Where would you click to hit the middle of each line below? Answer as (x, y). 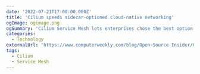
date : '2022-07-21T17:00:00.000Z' (49, 12)
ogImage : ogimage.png (33, 23)
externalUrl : (22, 45)
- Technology (28, 39)
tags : (13, 51)
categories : (21, 34)
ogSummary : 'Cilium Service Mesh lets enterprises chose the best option (100, 28)
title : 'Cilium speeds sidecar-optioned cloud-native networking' (90, 17)
